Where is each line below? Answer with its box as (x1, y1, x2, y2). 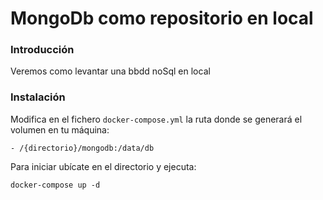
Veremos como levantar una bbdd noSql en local (10, 65, 211, 77)
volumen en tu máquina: (10, 123, 110, 136)
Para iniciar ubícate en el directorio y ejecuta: (10, 160, 197, 172)
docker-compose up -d (10, 180, 101, 190)
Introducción (10, 43, 75, 57)
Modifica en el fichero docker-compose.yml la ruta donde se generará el (10, 113, 303, 125)
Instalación (10, 90, 66, 104)
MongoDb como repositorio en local (10, 7, 314, 30)
